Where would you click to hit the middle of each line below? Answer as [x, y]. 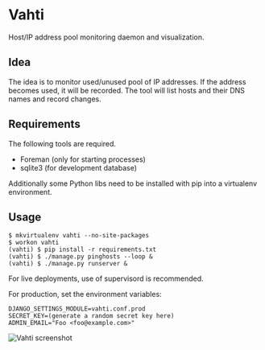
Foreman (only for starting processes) [83, 159]
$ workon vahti [34, 243]
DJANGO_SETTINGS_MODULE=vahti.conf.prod [77, 309]
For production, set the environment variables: [85, 294]
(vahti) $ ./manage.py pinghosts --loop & [81, 257]
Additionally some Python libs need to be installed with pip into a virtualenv [133, 183]
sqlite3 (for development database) [79, 167]
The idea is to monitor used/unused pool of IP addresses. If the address [127, 81]
